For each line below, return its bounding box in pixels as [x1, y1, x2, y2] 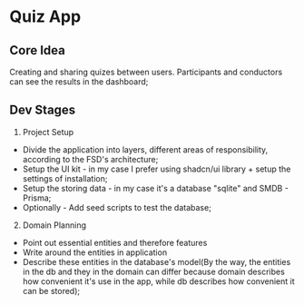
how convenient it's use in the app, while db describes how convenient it [22, 275, 295, 287]
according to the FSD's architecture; [22, 153, 159, 164]
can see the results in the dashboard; [9, 76, 149, 87]
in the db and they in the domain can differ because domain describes [22, 266, 286, 277]
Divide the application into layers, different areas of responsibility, [22, 143, 269, 155]
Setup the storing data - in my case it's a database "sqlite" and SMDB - [22, 182, 289, 193]
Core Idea [9, 43, 65, 58]
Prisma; [22, 192, 52, 203]
